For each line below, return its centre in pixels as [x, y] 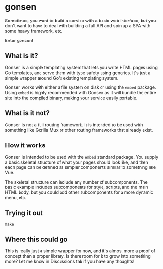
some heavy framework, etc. [34, 31]
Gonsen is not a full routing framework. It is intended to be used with [74, 125]
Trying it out [24, 213]
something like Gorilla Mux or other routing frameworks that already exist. [79, 130]
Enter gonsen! [19, 40]
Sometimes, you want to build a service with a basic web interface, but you [81, 21]
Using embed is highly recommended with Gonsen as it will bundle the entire [81, 92]
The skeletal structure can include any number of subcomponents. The [76, 182]
